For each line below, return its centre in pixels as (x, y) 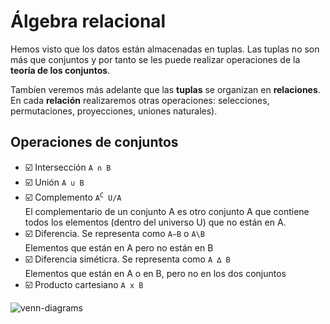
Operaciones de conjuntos (94, 142)
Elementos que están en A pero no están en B (119, 247)
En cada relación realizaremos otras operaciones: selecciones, (140, 100)
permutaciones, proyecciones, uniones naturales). (114, 111)
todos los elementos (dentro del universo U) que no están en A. (155, 222)
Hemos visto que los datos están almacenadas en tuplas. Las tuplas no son (165, 49)
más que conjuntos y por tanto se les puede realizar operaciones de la (155, 59)
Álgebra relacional (88, 21)
